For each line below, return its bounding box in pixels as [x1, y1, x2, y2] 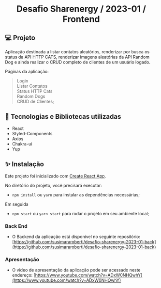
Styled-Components [12, 130, 53, 136]
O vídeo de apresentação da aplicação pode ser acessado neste [12, 267, 141, 273]
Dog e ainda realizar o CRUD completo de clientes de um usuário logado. [5, 59, 151, 65]
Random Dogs [16, 94, 45, 99]
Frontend [62, 14, 100, 25]
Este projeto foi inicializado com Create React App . [5, 173, 106, 179]
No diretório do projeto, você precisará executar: [5, 182, 102, 188]
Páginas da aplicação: [5, 69, 49, 74]
